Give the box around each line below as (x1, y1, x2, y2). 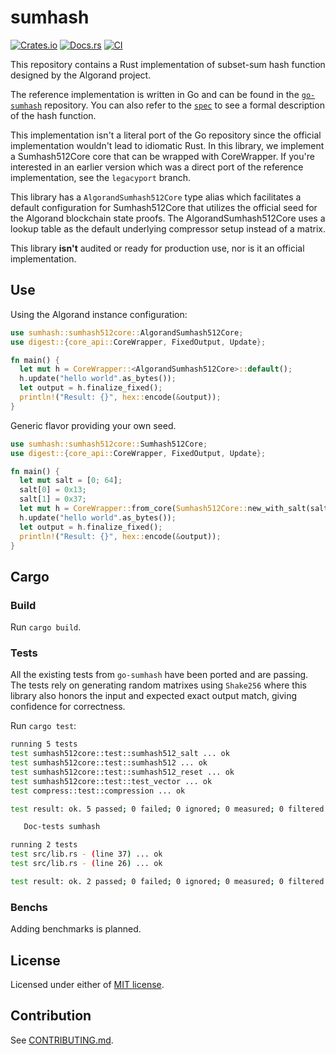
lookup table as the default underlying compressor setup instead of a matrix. (10, 222, 326, 235)
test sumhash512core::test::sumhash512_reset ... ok (10, 767, 235, 777)
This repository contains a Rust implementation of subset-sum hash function (10, 58, 326, 70)
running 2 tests (10, 840, 78, 850)
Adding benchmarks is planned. (10, 923, 142, 935)
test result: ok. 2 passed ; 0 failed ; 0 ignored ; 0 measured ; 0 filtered (10, 876, 325, 886)
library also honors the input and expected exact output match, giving (10, 690, 298, 702)
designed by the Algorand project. (10, 69, 152, 81)
